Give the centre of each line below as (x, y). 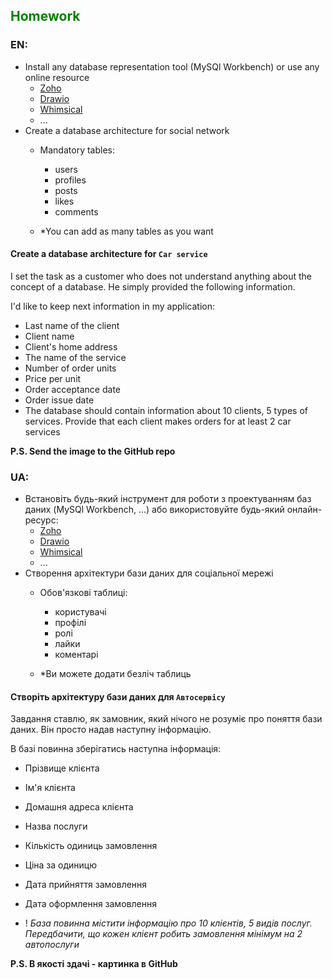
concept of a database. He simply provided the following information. (153, 286)
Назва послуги (56, 826)
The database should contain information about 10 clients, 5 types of (166, 410)
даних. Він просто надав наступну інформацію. (111, 730)
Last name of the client (72, 325)
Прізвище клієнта (62, 768)
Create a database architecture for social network (127, 130)
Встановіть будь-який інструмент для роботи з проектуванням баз (168, 499)
